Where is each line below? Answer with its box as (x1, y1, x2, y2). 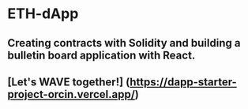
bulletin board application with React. (7, 48, 196, 62)
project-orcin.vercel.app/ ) (7, 88, 140, 101)
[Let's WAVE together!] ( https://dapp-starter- (7, 75, 238, 88)
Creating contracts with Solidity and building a (7, 36, 241, 50)
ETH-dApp (7, 5, 79, 23)
